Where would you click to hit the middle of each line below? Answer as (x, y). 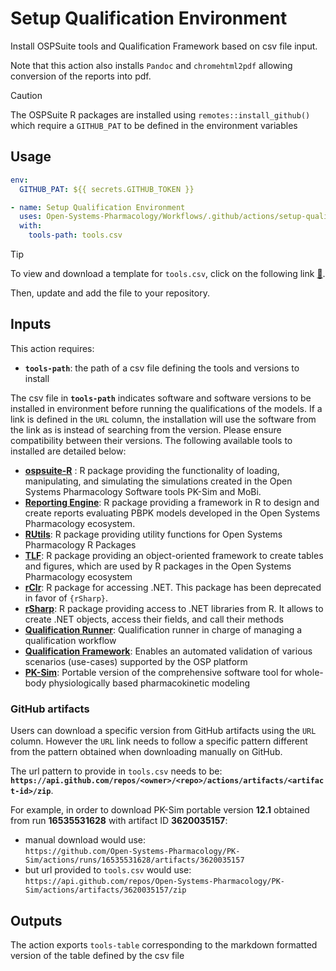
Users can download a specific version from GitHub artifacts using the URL (163, 731)
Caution (26, 95)
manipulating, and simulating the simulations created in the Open (158, 481)
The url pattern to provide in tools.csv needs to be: (116, 771)
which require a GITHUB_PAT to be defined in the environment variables (154, 125)
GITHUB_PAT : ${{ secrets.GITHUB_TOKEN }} (107, 189)
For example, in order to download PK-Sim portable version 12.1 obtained (160, 810)
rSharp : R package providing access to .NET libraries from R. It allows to (174, 608)
